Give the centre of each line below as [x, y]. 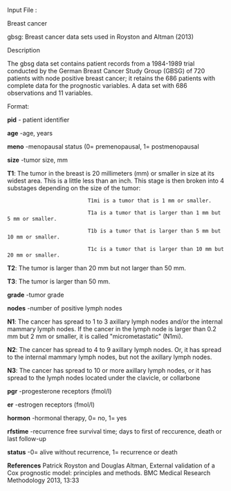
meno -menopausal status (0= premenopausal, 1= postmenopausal [103, 147]
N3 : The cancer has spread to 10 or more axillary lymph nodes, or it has [109, 370]
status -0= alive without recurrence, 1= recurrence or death [92, 452]
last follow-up [27, 439]
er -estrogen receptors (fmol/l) [51, 405]
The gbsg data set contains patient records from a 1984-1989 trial [101, 64]
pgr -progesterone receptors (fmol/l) [59, 391]
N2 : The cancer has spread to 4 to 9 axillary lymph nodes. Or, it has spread [114, 350]
